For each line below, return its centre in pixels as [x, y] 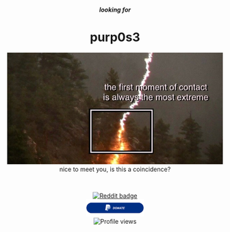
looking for [115, 10]
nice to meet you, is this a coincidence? [115, 169]
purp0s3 [115, 37]
